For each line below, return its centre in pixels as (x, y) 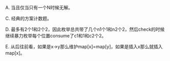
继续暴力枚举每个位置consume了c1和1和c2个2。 (56, 36)
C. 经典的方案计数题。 (29, 18)
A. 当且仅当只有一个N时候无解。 (39, 7)
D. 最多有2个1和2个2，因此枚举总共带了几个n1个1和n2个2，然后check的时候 (85, 29)
